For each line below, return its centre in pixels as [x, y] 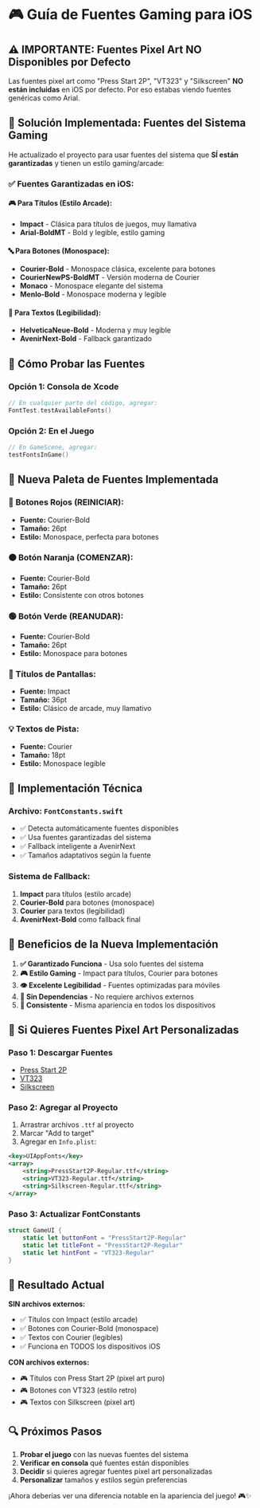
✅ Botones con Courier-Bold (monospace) [89, 1329]
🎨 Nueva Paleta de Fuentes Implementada [113, 479]
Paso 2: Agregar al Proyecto [63, 1108]
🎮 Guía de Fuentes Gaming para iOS [130, 15]
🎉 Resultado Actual [56, 1284]
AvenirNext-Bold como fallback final [80, 919]
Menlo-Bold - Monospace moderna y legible [93, 294]
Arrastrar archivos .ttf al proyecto [77, 1125]
